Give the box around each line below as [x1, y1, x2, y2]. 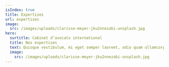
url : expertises [5, 17, 39, 22]
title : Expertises [5, 12, 44, 17]
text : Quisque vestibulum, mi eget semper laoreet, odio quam [10, 45, 143, 50]
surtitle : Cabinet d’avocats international [10, 36, 102, 41]
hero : [5, 31, 17, 36]
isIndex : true [5, 7, 35, 13]
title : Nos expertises [10, 40, 57, 45]
